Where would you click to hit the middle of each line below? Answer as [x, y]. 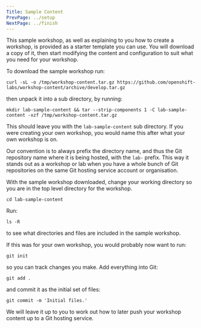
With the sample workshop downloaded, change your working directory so [99, 182]
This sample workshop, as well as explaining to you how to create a [90, 41]
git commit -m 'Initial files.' [47, 301]
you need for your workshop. [42, 60]
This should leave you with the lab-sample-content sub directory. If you [95, 126]
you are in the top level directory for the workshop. [69, 189]
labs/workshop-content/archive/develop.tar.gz [66, 88]
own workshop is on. [32, 139]
